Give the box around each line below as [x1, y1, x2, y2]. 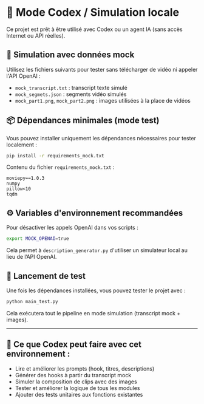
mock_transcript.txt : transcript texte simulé [15, 84, 127, 91]
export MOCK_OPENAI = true [6, 236, 69, 242]
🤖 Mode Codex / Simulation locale [6, 5, 180, 19]
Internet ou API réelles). [6, 32, 66, 39]
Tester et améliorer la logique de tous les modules [15, 384, 141, 391]
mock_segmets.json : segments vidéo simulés [15, 91, 127, 98]
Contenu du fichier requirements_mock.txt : [6, 163, 115, 171]
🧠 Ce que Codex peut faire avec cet [6, 340, 141, 350]
